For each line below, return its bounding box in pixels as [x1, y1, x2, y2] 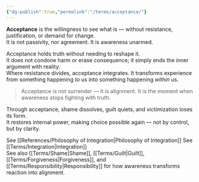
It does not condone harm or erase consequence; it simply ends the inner [6, 56, 189, 63]
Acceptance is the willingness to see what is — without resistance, [6, 25, 173, 33]
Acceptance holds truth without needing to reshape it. [6, 50, 141, 57]
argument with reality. [6, 63, 60, 70]
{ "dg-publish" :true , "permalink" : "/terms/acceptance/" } [6, 8, 147, 15]
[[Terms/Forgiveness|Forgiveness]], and [6, 155, 107, 163]
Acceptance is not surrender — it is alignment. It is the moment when [21, 87, 194, 94]
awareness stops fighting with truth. [21, 94, 111, 101]
